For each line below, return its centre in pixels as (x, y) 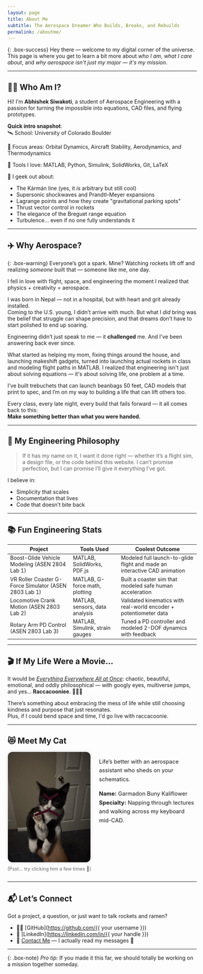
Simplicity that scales (42, 492)
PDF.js (81, 571)
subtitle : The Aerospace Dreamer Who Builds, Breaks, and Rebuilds (94, 25)
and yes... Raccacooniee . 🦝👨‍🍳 (45, 692)
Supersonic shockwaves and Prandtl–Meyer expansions (85, 195)
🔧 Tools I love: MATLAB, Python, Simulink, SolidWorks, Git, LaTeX (88, 165)
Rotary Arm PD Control (38, 624)
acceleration (136, 592)
